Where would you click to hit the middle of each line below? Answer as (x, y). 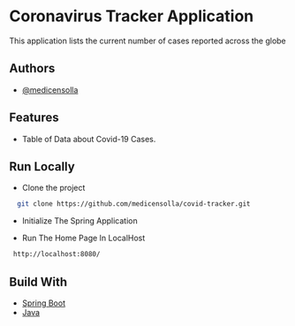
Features (34, 118)
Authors (32, 68)
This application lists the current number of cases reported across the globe (148, 41)
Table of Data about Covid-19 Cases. (89, 139)
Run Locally (42, 167)
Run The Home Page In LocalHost (83, 238)
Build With (38, 281)
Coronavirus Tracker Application (132, 16)
